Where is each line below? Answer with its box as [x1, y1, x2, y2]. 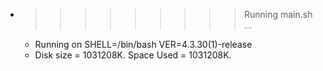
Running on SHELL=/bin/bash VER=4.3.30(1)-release [34, 39, 253, 50]
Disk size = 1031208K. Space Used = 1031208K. [34, 49, 232, 61]
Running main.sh [243, 9, 313, 20]
